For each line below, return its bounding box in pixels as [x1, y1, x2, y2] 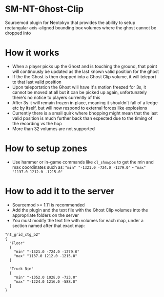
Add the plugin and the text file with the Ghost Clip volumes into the [12, 207, 148, 213]
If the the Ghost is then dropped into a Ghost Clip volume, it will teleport [12, 73, 156, 79]
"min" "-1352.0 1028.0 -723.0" [14, 275, 78, 280]
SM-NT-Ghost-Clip [5, 3, 84, 15]
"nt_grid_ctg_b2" [5, 232, 41, 237]
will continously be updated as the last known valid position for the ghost [12, 69, 159, 74]
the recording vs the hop [12, 120, 62, 126]
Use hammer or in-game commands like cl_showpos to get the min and [12, 159, 154, 165]
